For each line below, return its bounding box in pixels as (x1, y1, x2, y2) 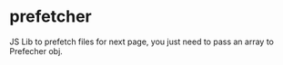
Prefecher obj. (9, 45, 64, 56)
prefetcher (9, 6, 93, 27)
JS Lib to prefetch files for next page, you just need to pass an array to (9, 36, 275, 47)
